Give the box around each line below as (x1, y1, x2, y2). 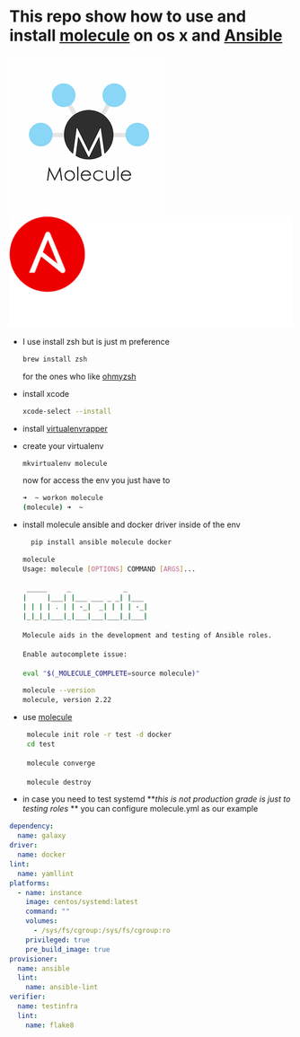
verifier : (9, 992, 47, 1002)
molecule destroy (26, 778, 92, 787)
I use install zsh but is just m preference (22, 336, 171, 347)
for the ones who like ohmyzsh (22, 371, 137, 382)
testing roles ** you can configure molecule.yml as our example (22, 804, 259, 814)
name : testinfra (17, 1002, 78, 1011)
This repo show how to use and (9, 6, 247, 27)
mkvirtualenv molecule (22, 459, 108, 468)
